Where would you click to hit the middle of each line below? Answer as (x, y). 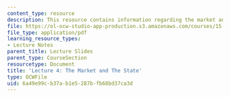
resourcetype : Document (41, 64)
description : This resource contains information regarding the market (111, 20)
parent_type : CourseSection (47, 58)
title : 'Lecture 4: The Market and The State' (75, 70)
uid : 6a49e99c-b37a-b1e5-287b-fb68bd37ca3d (70, 83)
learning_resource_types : (44, 39)
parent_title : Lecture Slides (50, 52)
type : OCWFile (27, 77)
